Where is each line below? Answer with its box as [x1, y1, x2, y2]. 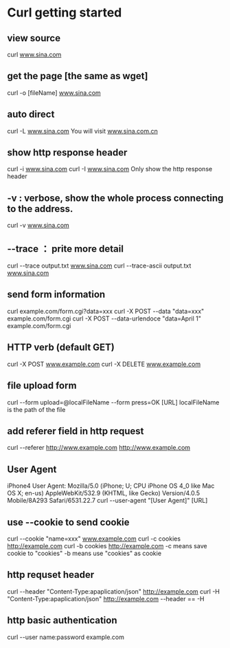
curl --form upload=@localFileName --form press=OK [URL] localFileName [7, 398, 220, 407]
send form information [7, 289, 106, 301]
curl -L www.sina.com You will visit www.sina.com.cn [7, 127, 158, 135]
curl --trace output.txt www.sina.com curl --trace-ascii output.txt [7, 261, 192, 270]
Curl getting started [7, 5, 122, 21]
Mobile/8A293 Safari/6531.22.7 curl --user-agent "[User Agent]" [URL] [7, 497, 208, 505]
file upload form [7, 380, 77, 391]
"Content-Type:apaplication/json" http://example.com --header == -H [7, 594, 205, 603]
